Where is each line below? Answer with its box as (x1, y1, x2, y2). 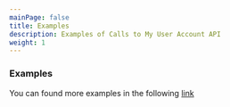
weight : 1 (9, 37, 46, 47)
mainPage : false (9, 12, 70, 22)
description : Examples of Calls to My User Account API (9, 29, 221, 38)
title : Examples (9, 21, 70, 30)
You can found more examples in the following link (9, 87, 194, 98)
